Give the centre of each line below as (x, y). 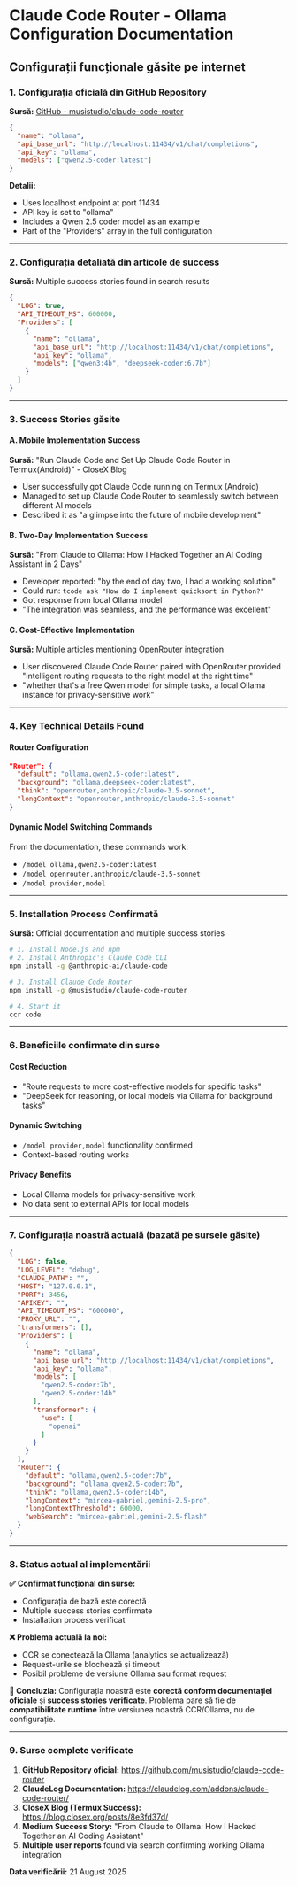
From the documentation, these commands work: (99, 847)
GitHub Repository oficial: (70, 1770)
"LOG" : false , (43, 1262)
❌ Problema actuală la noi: (58, 1637)
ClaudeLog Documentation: (74, 1789)
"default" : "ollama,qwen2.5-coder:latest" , (98, 774)
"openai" (65, 1426)
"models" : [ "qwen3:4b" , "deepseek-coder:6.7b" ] (122, 364)
